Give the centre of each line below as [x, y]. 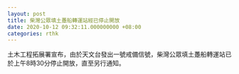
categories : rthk [33, 33]
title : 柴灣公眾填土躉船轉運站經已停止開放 [64, 20]
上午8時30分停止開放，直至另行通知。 [69, 63]
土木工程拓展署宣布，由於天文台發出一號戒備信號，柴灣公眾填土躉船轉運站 [116, 54]
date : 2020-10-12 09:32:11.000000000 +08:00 [74, 27]
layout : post [27, 14]
